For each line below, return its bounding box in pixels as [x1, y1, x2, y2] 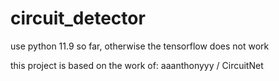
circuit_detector [10, 7, 146, 30]
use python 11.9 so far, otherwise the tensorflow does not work [10, 40, 270, 52]
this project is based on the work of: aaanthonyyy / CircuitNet [10, 59, 264, 71]
